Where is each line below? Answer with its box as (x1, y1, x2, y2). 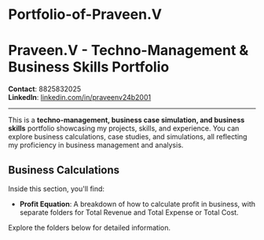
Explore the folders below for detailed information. (8, 223, 171, 232)
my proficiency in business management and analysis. (8, 140, 184, 150)
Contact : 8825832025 (8, 84, 82, 94)
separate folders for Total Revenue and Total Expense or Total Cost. (19, 207, 239, 217)
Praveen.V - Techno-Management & (8, 42, 249, 60)
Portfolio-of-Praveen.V (8, 6, 163, 24)
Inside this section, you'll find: (8, 183, 104, 194)
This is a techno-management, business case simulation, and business (8, 116, 245, 125)
